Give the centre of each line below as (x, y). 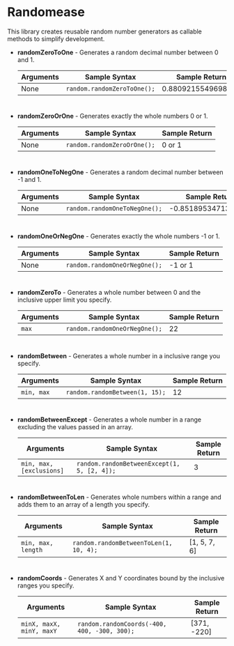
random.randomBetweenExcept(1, (128, 464)
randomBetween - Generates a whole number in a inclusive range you (119, 355)
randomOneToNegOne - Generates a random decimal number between (120, 172)
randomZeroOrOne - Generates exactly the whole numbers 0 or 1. (112, 116)
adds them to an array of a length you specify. (83, 505)
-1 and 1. (29, 180)
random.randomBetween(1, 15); (116, 392)
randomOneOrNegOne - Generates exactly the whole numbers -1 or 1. (119, 236)
